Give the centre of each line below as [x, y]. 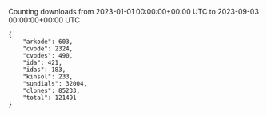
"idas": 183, [44, 70]
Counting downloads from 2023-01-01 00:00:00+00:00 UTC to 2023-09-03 [134, 12]
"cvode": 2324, [48, 49]
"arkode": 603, [48, 42]
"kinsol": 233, [48, 77]
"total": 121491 [50, 98]
